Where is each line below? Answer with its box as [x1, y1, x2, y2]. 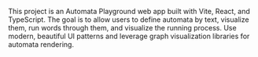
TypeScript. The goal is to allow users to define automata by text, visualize [8, 15, 249, 24]
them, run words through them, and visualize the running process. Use [8, 23, 238, 32]
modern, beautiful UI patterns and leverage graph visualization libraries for [8, 31, 250, 41]
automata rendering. [8, 40, 75, 49]
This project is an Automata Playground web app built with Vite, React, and [8, 7, 250, 16]
